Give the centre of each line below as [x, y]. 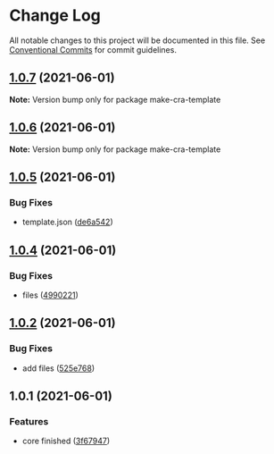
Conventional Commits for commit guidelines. [93, 49]
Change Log [55, 16]
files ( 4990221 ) [50, 295]
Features [29, 421]
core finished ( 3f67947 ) [66, 441]
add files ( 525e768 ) [58, 368]
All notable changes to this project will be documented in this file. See [137, 40]
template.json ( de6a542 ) [67, 222]
